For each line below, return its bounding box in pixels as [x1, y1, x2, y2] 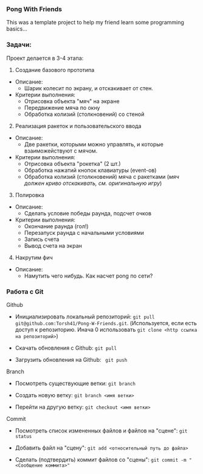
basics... [6, 25, 27, 32]
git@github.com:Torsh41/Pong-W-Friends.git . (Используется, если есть [15, 319, 198, 326]
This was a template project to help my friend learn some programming [6, 19, 184, 26]
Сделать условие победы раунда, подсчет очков [24, 209, 152, 217]
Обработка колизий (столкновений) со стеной [24, 110, 145, 118]
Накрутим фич [15, 254, 53, 261]
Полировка [15, 191, 44, 198]
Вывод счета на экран [24, 242, 82, 249]
